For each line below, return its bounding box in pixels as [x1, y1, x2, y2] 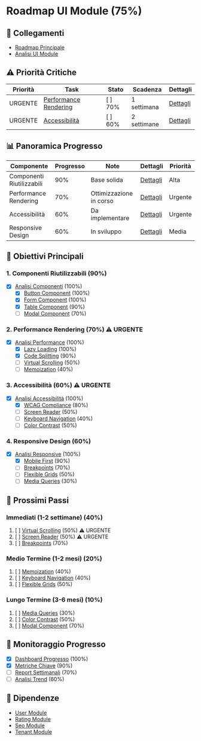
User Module [14, 709, 47, 716]
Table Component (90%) [23, 303, 86, 310]
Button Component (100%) [23, 289, 90, 297]
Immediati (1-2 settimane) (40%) [6, 513, 103, 522]
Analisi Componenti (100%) [14, 283, 83, 290]
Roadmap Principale [14, 44, 65, 51]
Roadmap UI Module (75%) [6, 4, 142, 18]
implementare [90, 214, 130, 222]
